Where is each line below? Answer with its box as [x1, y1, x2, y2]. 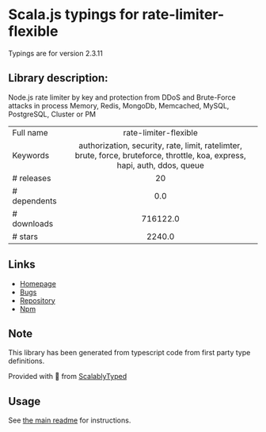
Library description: [8, 71, 108, 85]
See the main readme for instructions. [8, 415, 131, 425]
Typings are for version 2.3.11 [8, 48, 103, 58]
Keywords [12, 150, 50, 161]
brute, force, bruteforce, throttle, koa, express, [74, 150, 247, 161]
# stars [12, 231, 38, 242]
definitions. [8, 356, 45, 366]
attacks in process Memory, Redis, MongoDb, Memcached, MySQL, [8, 100, 230, 110]
